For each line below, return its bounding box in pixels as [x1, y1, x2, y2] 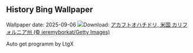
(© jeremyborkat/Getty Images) [33, 28, 110, 35]
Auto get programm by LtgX [6, 40, 74, 47]
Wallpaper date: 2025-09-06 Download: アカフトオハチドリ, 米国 [6, 21, 171, 28]
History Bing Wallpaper [6, 5, 93, 15]
